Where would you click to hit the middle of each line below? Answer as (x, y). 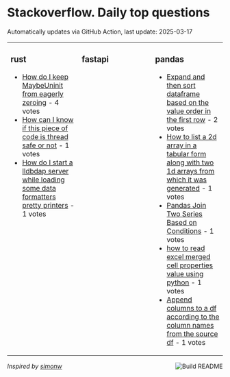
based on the (188, 102)
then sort (181, 85)
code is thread (45, 136)
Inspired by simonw (35, 366)
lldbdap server (46, 171)
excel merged (189, 256)
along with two (190, 162)
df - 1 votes (186, 342)
